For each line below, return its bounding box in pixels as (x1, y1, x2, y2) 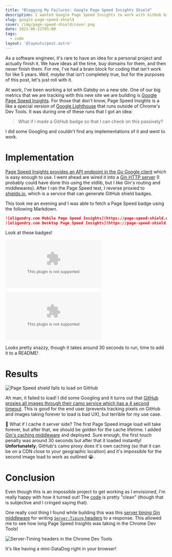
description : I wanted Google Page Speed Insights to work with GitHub (5, 12, 161, 17)
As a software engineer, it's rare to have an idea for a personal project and (5, 55, 162, 61)
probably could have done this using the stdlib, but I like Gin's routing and (5, 179, 161, 185)
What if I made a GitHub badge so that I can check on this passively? (17, 118, 163, 125)
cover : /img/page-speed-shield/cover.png (5, 22, 95, 27)
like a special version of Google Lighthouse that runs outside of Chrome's (5, 103, 160, 109)
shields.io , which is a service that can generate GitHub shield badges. (5, 190, 153, 196)
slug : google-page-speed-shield (5, 17, 74, 22)
